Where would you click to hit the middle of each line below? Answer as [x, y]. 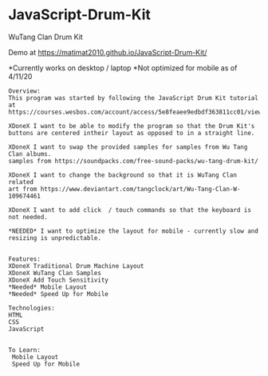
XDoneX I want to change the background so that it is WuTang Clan [123, 175]
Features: [25, 259]
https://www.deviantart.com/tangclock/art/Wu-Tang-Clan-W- [140, 189]
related [21, 182]
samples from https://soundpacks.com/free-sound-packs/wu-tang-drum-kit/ [134, 161]
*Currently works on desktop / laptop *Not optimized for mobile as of [123, 68]
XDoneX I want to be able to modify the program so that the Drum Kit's [132, 126]
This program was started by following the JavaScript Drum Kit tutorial [134, 98]
